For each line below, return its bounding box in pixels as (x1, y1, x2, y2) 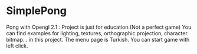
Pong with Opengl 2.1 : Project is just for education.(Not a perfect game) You (6, 23, 192, 31)
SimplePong (6, 4, 67, 18)
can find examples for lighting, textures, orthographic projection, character (6, 29, 188, 36)
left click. (6, 42, 28, 49)
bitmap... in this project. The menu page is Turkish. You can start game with (6, 36, 190, 43)
